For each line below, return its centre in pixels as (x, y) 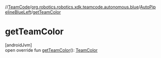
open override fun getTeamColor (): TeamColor (51, 50)
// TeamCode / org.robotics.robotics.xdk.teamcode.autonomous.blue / (73, 7)
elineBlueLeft (18, 12)
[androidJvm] (19, 45)
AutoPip (148, 7)
